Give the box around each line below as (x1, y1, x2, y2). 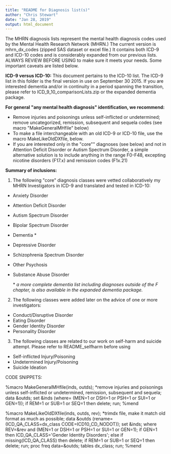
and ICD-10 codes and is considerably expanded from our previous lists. (5, 52, 157, 58)
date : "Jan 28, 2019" (5, 17, 52, 22)
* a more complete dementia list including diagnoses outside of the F (12, 282, 158, 288)
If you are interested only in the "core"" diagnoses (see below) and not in (12, 141, 166, 147)
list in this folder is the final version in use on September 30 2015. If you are (5, 78, 164, 84)
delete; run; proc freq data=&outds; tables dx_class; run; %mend (5, 443, 142, 449)
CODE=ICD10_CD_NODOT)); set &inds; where (61, 421, 157, 427)
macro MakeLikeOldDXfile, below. (12, 136, 84, 142)
